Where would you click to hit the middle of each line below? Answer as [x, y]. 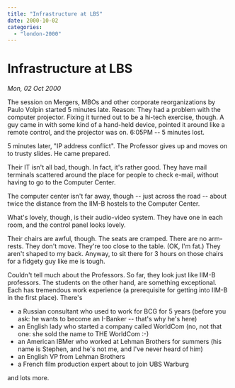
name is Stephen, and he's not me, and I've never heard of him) [110, 349]
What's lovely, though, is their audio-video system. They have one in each [115, 218]
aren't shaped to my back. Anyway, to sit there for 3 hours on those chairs [115, 254]
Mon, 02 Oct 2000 [34, 89]
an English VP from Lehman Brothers [71, 357]
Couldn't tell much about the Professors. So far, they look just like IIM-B [111, 275]
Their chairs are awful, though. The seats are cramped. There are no [107, 239]
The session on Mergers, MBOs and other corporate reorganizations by [111, 102]
